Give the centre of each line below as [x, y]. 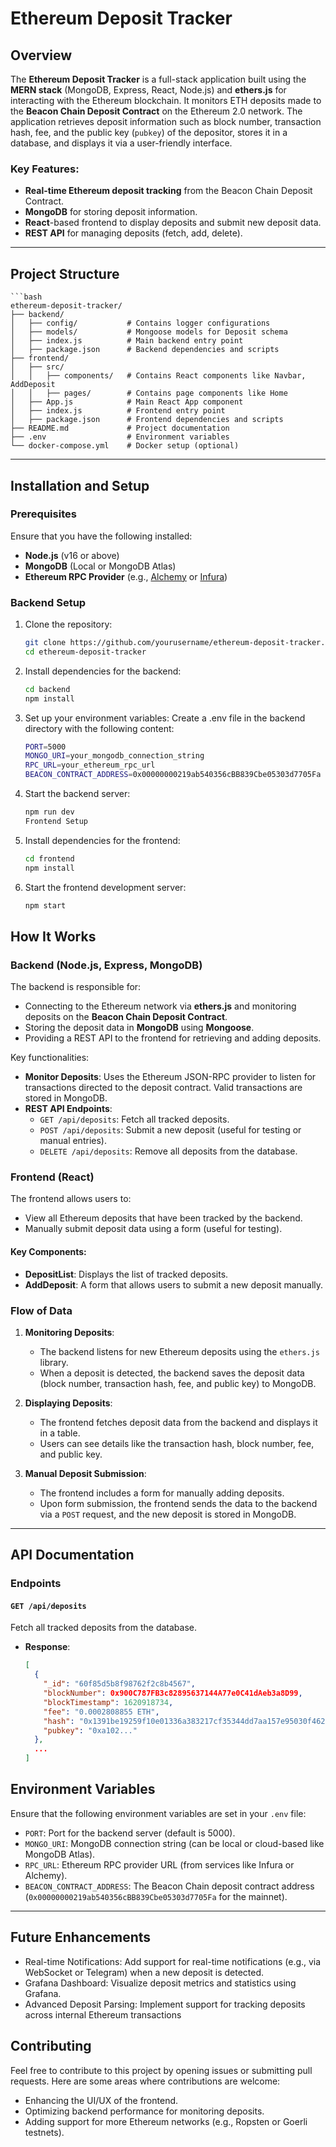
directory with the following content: [99, 728]
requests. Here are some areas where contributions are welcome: [145, 2081]
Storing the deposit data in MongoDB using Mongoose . [139, 1028]
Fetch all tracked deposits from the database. [103, 1628]
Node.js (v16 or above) [72, 555]
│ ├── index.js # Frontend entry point [118, 411]
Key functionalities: [50, 1058]
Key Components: [48, 1252]
